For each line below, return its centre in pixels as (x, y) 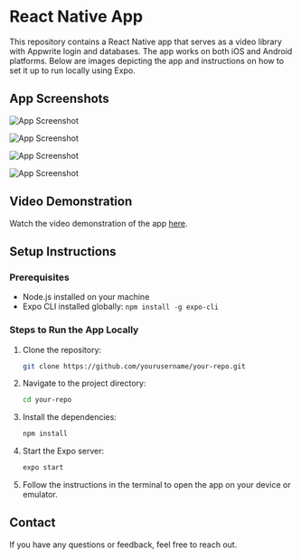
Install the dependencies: (70, 417)
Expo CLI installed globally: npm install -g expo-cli (120, 307)
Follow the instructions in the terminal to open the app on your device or (156, 485)
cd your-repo (47, 400)
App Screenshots (60, 99)
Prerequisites (39, 277)
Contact (33, 522)
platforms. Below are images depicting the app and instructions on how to (147, 61)
